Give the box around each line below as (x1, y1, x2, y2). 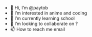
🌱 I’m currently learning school (10, 15, 75, 21)
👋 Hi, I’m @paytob (10, 5, 49, 10)
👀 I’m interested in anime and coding (10, 10, 87, 16)
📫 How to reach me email (10, 26, 65, 32)
